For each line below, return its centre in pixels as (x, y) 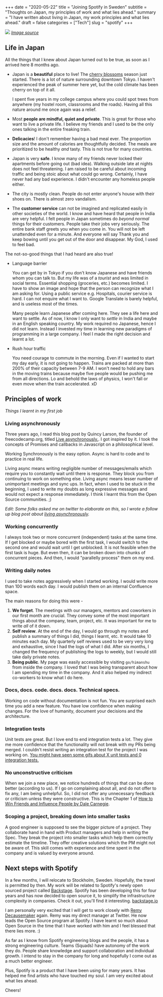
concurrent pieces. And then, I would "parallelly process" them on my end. (80, 558)
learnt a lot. (23, 339)
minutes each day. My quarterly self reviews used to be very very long (83, 641)
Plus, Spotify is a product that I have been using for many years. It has (75, 970)
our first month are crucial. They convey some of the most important (81, 616)
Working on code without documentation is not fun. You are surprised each (81, 701)
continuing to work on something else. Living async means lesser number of (81, 478)
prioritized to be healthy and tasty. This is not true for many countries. (82, 149)
